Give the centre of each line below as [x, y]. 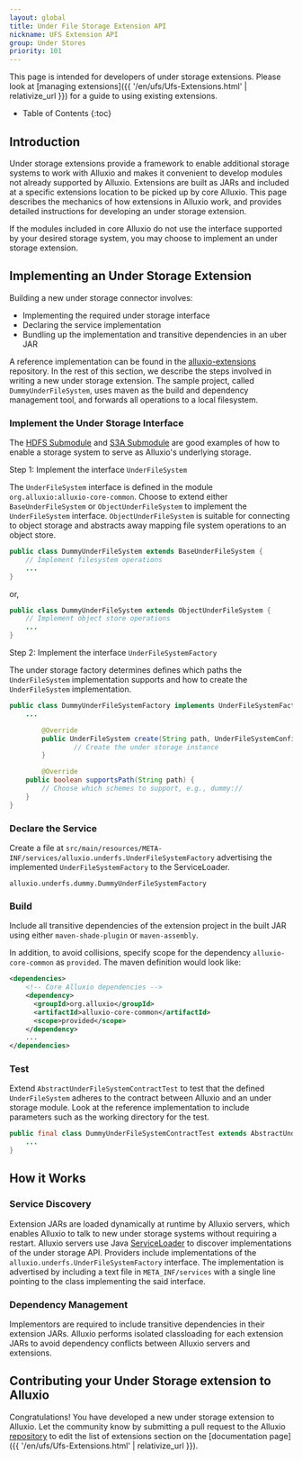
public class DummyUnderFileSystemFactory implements [112, 706]
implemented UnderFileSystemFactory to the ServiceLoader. [120, 866]
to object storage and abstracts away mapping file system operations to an [148, 526]
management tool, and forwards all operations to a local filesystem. [134, 399]
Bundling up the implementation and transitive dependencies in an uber [155, 334]
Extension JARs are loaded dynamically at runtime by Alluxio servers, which [150, 1224]
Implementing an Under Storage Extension [130, 276]
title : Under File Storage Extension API [88, 26]
